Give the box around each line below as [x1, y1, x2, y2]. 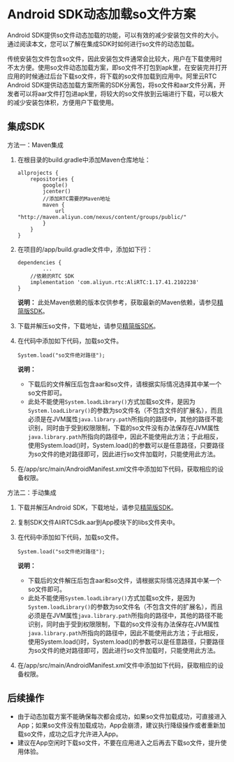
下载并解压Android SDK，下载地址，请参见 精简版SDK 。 [17, 503, 177, 511]
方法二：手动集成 [7, 488, 57, 497]
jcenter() [43, 188, 71, 195]
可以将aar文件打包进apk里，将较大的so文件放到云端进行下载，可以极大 [19, 89, 224, 98]
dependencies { [17, 259, 62, 266]
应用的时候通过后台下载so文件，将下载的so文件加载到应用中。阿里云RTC [7, 71, 217, 80]
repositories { [30, 176, 75, 183]
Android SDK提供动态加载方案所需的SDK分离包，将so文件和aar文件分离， [7, 80, 220, 89]
